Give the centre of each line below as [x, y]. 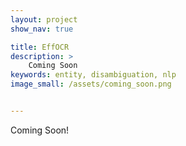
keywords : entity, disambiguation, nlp [93, 75]
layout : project [44, 19]
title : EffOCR [40, 47]
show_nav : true [42, 29]
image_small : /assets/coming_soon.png [91, 84]
